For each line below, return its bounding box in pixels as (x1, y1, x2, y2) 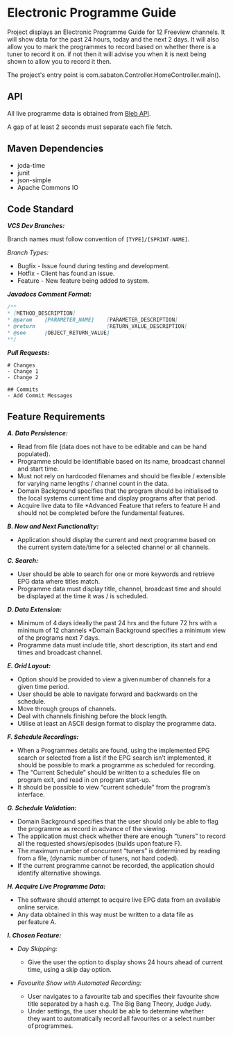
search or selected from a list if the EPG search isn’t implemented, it (17, 753, 212, 762)
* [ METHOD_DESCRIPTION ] (7, 310, 76, 317)
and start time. (17, 464, 59, 473)
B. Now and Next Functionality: (7, 522, 99, 531)
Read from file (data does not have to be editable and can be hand (17, 442, 207, 451)
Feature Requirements (7, 411, 105, 423)
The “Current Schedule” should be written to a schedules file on (17, 768, 200, 777)
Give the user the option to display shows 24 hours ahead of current (27, 958, 223, 966)
